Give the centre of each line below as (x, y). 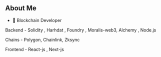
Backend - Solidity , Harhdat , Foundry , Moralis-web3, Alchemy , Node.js (81, 30)
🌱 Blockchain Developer (37, 20)
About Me (21, 8)
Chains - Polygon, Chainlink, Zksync (42, 39)
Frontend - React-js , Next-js (34, 49)
